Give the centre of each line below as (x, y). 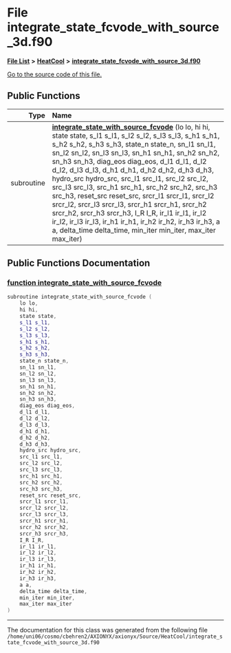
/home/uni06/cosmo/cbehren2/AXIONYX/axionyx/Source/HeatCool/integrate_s (115, 637)
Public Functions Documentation (79, 263)
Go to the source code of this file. (55, 74)
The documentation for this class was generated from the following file (108, 630)
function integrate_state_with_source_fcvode (85, 283)
